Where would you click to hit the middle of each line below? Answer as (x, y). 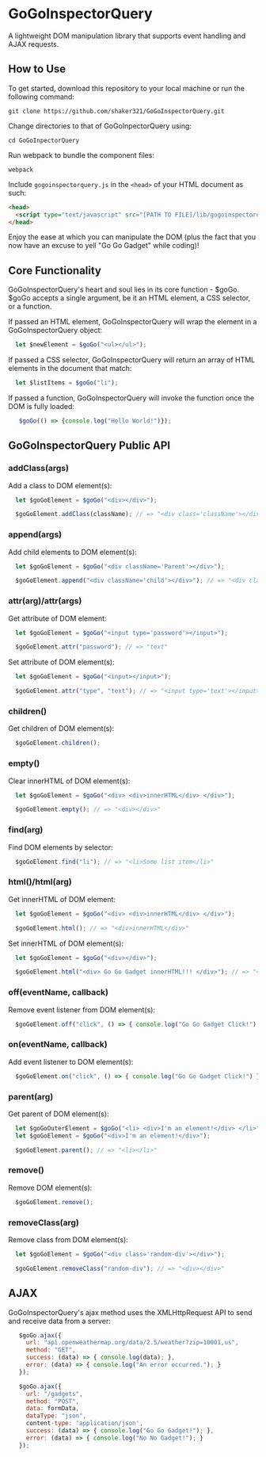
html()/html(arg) (40, 882)
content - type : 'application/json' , (85, 1424)
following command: (42, 97)
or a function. (30, 307)
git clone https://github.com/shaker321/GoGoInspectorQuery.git (116, 111)
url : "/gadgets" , (54, 1394)
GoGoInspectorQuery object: (55, 331)
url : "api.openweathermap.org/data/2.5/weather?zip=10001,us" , (132, 1343)
